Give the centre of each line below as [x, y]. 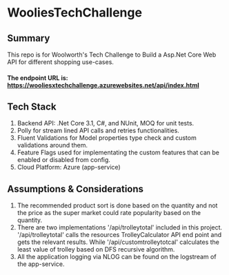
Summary [29, 38]
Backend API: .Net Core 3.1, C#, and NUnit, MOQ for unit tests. [106, 123]
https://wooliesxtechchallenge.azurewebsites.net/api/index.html [103, 85]
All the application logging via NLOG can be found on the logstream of [117, 257]
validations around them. [52, 145]
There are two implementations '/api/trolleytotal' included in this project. [120, 227]
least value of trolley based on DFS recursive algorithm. [96, 249]
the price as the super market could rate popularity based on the [109, 213]
